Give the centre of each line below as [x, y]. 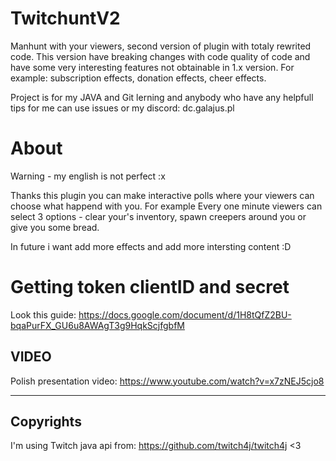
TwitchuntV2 [65, 18]
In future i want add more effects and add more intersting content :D [151, 246]
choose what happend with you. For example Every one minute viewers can [166, 206]
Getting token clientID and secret [150, 287]
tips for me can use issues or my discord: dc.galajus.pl [122, 108]
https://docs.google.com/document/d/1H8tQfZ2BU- [185, 314]
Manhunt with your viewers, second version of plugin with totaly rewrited [161, 46]
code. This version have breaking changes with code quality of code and [160, 56]
